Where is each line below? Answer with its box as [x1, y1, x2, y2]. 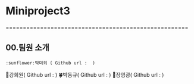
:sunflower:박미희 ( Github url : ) [5, 60, 96, 66]
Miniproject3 [5, 4, 71, 18]
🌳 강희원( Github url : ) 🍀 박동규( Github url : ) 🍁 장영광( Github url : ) [5, 71, 164, 78]
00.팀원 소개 [5, 43, 49, 53]
